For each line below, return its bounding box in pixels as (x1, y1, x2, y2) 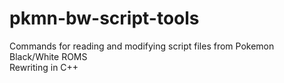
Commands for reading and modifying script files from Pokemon (9, 40, 275, 52)
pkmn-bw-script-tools (9, 7, 200, 30)
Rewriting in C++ (9, 61, 79, 73)
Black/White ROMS (9, 50, 88, 62)
